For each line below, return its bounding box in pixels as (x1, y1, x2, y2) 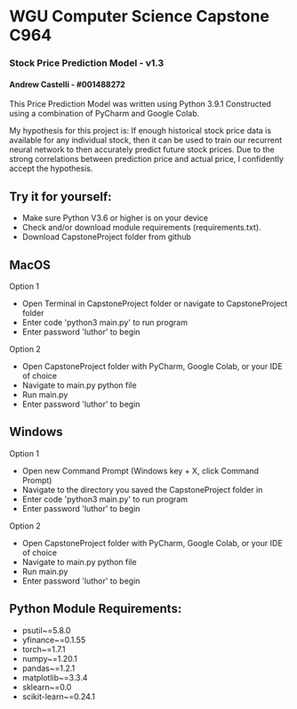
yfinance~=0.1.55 (21, 634, 86, 645)
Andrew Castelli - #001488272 (9, 78, 126, 90)
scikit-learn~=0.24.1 (21, 691, 96, 702)
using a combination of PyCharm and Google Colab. (9, 109, 200, 119)
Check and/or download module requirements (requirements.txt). (21, 222, 261, 233)
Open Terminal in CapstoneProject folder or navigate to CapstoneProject (21, 298, 288, 309)
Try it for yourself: (9, 189, 113, 204)
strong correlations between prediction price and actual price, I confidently (9, 154, 285, 165)
